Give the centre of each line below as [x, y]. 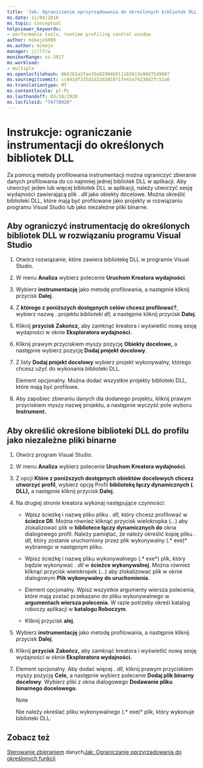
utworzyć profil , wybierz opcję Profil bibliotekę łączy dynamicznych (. [105, 485]
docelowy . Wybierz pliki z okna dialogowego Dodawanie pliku [94, 682]
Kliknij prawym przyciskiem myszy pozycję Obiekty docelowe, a [96, 344]
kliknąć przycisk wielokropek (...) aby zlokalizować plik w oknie [103, 571]
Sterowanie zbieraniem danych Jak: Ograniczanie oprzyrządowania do [95, 752]
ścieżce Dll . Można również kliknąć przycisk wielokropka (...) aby [106, 521]
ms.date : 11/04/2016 [33, 18]
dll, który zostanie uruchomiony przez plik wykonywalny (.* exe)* [106, 541]
